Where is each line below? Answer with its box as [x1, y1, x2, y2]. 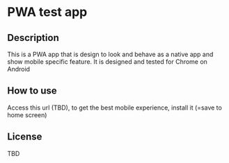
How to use [7, 85, 57, 97]
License [7, 131, 42, 143]
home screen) [7, 110, 47, 119]
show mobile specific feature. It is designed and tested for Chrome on [7, 58, 207, 66]
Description [7, 32, 59, 44]
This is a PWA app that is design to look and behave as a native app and [7, 50, 214, 58]
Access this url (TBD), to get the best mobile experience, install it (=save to [7, 103, 223, 112]
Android [7, 65, 30, 73]
